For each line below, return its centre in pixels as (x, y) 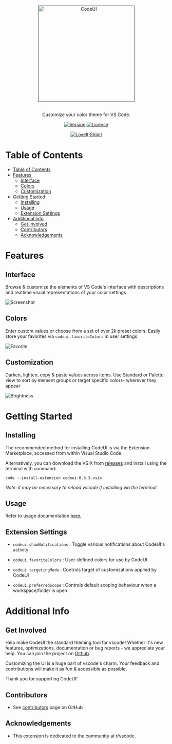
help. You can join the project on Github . (48, 654)
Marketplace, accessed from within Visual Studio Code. (64, 453)
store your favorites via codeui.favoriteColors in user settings (71, 336)
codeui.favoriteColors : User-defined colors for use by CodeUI (80, 560)
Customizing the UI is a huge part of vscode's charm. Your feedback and (82, 663)
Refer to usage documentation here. (43, 516)
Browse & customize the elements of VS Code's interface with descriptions (85, 287)
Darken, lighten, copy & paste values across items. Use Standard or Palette (84, 375)
